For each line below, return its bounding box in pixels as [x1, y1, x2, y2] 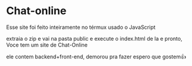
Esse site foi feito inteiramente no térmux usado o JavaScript [6, 24, 156, 31]
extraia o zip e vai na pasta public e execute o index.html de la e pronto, [6, 35, 183, 42]
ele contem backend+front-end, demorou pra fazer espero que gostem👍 [6, 53, 187, 60]
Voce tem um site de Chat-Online [6, 41, 88, 48]
